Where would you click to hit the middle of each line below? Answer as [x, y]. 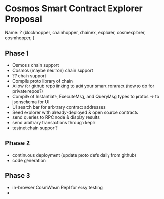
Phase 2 [18, 143]
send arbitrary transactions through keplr [54, 122]
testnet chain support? [35, 128]
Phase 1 [17, 53]
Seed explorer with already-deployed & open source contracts [75, 112]
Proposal [24, 19]
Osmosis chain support [36, 65]
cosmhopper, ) [20, 38]
